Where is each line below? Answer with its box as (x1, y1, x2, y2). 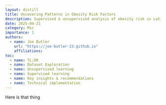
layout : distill (5, 7, 39, 12)
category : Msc (5, 26, 35, 31)
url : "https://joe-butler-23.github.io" (14, 44, 98, 49)
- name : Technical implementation (9, 80, 81, 85)
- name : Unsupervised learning (9, 67, 74, 72)
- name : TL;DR (9, 58, 39, 63)
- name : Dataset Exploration (9, 62, 70, 67)
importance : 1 (5, 30, 35, 35)
